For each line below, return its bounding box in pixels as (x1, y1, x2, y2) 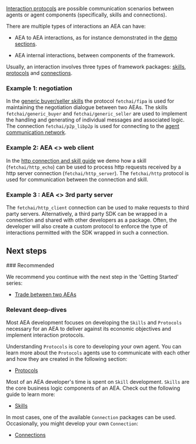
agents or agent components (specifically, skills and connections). (6, 11, 167, 18)
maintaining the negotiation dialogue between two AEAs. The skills (6, 104, 168, 111)
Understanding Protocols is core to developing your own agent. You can (6, 343, 181, 350)
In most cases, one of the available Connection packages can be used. (6, 414, 177, 420)
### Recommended (6, 262, 55, 269)
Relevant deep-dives (6, 305, 67, 314)
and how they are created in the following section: (6, 356, 128, 362)
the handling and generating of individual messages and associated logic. (6, 116, 185, 123)
